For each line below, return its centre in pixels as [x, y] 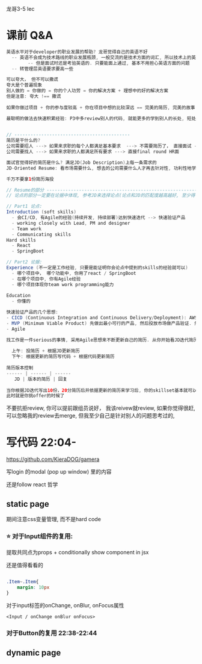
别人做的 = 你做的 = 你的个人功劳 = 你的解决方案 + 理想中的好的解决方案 [87, 91]
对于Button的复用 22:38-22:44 [52, 633]
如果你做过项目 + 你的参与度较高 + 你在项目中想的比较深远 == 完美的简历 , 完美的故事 [101, 107]
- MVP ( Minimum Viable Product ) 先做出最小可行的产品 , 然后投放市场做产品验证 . [99, 323]
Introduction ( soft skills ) [41, 212]
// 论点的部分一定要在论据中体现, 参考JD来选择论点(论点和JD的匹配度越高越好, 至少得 [101, 196]
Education [19, 296]
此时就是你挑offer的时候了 [35, 396]
